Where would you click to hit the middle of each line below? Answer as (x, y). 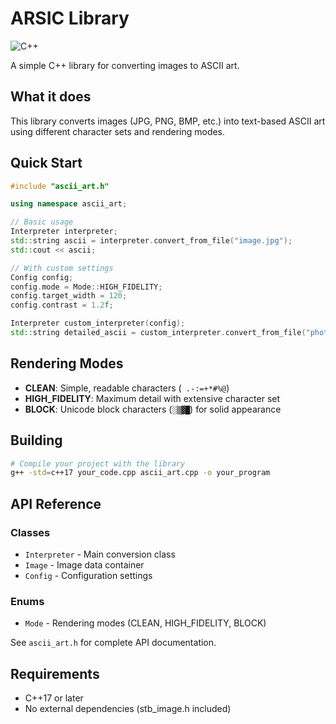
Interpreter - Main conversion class (100, 554)
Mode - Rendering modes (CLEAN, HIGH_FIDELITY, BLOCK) (145, 623)
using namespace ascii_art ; (69, 204)
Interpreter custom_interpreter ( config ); (98, 323)
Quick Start (46, 163)
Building (36, 440)
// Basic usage (42, 222)
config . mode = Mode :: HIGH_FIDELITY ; (86, 287)
